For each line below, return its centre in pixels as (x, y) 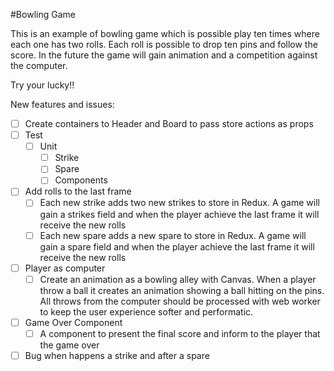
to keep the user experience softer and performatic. (146, 311)
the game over (69, 345)
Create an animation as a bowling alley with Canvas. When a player (178, 279)
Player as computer (65, 268)
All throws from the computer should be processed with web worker (180, 301)
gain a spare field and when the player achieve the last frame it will (177, 246)
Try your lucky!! (42, 85)
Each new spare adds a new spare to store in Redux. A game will (173, 235)
